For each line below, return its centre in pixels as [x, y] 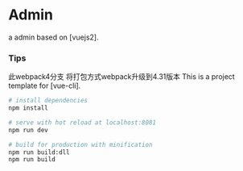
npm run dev [28, 130]
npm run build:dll [39, 152]
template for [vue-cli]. [45, 85]
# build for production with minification [80, 144]
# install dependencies [48, 101]
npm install [28, 108]
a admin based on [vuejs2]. [54, 37]
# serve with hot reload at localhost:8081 [82, 123]
